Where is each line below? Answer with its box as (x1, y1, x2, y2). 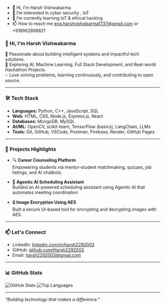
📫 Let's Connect (5, 229, 46, 236)
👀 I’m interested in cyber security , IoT (12, 10, 89, 16)
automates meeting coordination (12, 189, 78, 195)
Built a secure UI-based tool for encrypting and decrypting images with (12, 206, 157, 212)
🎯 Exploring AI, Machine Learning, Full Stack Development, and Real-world (5, 61, 156, 67)
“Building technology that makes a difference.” (5, 297, 100, 303)
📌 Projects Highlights (5, 146, 56, 153)
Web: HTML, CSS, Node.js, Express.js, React (12, 113, 103, 119)
